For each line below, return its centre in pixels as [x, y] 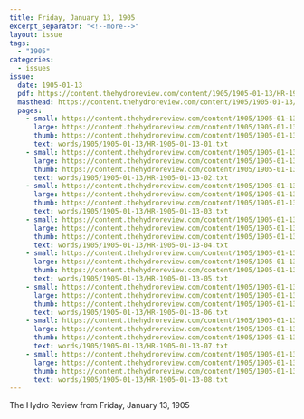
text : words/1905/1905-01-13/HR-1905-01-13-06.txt [131, 312]
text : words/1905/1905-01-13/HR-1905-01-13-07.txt [131, 346]
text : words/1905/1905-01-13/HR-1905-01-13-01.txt [131, 144]
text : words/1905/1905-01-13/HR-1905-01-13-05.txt [131, 279]
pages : [30, 110]
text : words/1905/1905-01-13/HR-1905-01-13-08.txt [131, 380]
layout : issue [36, 34]
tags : [19, 43]
